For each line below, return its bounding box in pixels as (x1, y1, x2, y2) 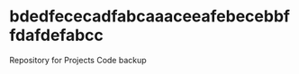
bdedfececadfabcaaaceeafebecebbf (9, 6, 291, 27)
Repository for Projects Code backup (9, 54, 147, 65)
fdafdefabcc (9, 25, 104, 45)
